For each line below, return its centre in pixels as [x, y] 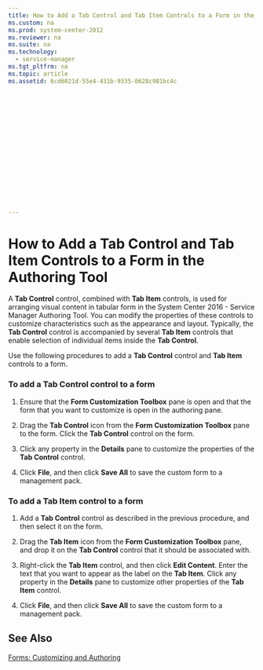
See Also [30, 638]
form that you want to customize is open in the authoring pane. [121, 410]
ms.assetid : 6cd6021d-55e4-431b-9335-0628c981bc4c [93, 81]
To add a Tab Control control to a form [82, 384]
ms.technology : [33, 52]
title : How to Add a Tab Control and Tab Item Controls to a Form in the [131, 15]
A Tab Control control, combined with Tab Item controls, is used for [118, 298]
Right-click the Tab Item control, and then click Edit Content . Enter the [134, 566]
